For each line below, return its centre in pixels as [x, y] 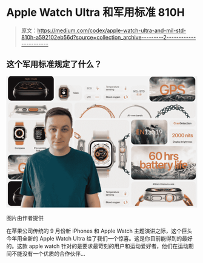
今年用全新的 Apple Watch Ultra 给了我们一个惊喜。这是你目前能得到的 [94, 239]
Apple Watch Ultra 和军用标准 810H [95, 12]
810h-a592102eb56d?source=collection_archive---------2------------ [108, 37]
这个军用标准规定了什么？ [54, 64]
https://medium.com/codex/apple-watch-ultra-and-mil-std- [112, 30]
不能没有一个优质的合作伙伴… [48, 254]
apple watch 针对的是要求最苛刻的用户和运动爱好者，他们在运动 [109, 246]
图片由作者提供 [25, 218]
